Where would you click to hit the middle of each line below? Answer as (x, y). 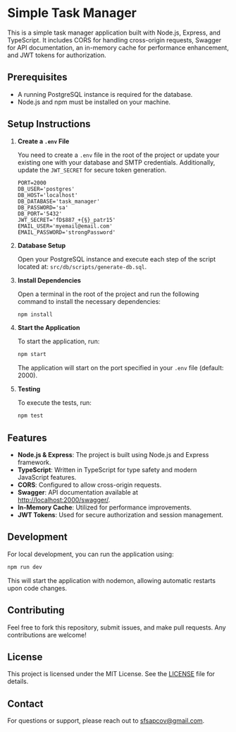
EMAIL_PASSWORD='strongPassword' (67, 232)
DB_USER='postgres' (46, 189)
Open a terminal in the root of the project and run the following (108, 294)
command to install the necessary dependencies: (89, 301)
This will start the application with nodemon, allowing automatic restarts (112, 580)
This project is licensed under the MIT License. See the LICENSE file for (111, 674)
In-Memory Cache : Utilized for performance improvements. (104, 507)
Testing (29, 389)
